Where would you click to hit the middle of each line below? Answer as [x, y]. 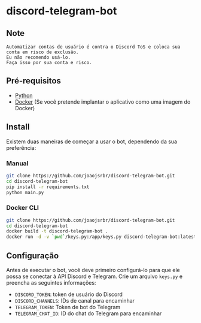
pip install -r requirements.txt [48, 187]
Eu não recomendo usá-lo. [38, 58]
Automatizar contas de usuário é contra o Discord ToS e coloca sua [93, 47]
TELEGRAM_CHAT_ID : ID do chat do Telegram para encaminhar [88, 313]
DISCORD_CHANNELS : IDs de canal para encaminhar [75, 301]
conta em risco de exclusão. [42, 52]
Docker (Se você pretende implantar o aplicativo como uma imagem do [103, 102]
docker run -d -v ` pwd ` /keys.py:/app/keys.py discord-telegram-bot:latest [101, 237]
